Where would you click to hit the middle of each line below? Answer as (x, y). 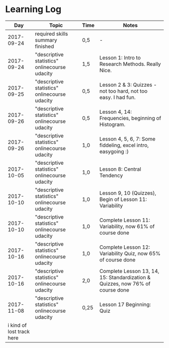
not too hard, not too (123, 91)
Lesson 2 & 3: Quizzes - (128, 85)
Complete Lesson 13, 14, (129, 271)
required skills (52, 34)
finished (45, 46)
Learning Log (33, 9)
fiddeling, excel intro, (124, 145)
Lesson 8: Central (120, 169)
